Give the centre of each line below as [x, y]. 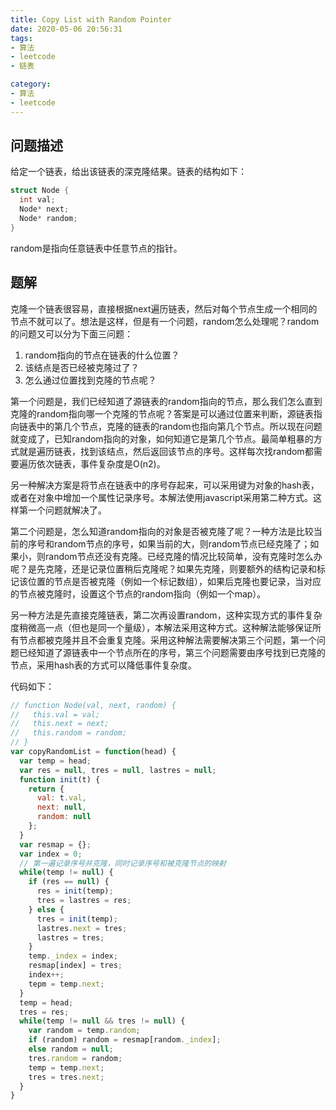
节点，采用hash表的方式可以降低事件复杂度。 [103, 665]
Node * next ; [44, 209]
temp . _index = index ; [73, 956]
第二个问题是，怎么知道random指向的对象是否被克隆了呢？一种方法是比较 [162, 531]
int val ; [37, 200]
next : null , [61, 807]
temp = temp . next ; [66, 1067]
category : [31, 84]
